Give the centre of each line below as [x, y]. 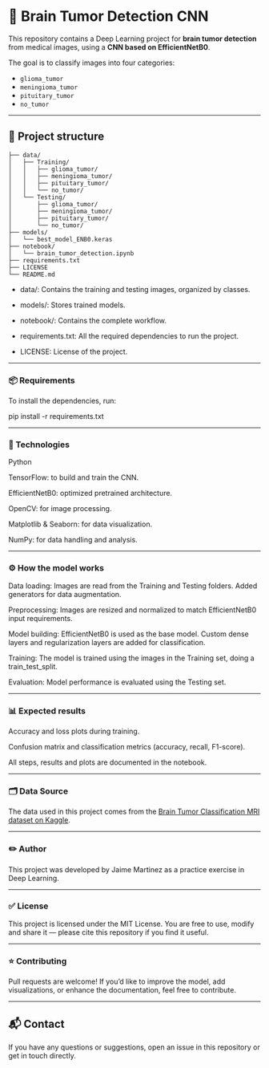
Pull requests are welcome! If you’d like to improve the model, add [117, 981]
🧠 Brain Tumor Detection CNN [108, 16]
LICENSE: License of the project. [74, 351]
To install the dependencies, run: [62, 401]
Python [20, 462]
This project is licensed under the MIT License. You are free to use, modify [131, 924]
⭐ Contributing [38, 960]
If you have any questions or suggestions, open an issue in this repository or [134, 1047]
